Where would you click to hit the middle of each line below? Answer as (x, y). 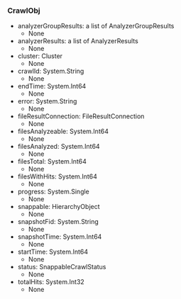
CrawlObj (24, 11)
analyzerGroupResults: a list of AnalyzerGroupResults (96, 26)
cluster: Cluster (40, 56)
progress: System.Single (54, 192)
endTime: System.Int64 (52, 86)
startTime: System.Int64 (53, 252)
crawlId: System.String (51, 71)
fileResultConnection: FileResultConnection (81, 116)
